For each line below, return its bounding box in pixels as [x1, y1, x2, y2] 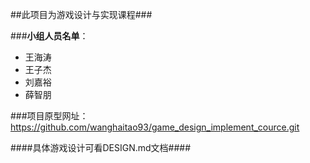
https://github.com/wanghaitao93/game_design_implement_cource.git [10, 121, 300, 133]
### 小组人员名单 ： [10, 30, 89, 42]
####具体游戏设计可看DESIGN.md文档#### [10, 142, 192, 153]
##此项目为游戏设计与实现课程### [10, 9, 153, 20]
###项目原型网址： [10, 110, 89, 122]
